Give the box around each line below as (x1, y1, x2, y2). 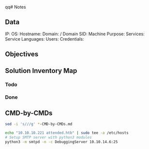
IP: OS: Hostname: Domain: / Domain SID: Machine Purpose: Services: (5, 31, 145, 37)
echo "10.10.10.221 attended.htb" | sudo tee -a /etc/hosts (5, 131, 129, 135)
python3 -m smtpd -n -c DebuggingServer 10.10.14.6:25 (5, 139, 118, 144)
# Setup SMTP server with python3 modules (5, 135, 92, 140)
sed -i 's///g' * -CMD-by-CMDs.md (5, 122, 73, 127)
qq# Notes (5, 4, 26, 10)
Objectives (5, 50, 39, 59)
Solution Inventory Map (5, 66, 77, 74)
